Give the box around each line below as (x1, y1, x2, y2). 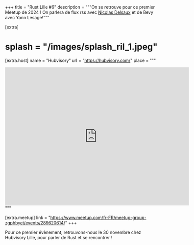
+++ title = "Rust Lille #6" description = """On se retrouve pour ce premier (5, 4, 155, 10)
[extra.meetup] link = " (5, 215, 50, 220)
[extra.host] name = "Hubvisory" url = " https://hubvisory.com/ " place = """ (5, 57, 156, 63)
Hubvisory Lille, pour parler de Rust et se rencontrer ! (5, 234, 113, 240)
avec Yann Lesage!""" (5, 15, 49, 20)
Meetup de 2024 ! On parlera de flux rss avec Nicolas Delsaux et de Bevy (5, 9, 153, 15)
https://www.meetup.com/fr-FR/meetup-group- (50, 215, 146, 220)
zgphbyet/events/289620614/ (5, 219, 65, 225)
